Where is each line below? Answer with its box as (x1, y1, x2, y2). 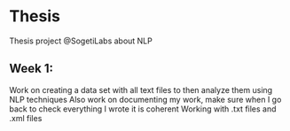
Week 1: (9, 61, 53, 76)
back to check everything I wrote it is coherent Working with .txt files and (9, 104, 277, 114)
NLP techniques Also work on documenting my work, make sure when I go (9, 94, 282, 104)
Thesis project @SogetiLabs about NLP (9, 35, 153, 46)
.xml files (9, 112, 43, 123)
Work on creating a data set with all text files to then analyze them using (9, 84, 273, 95)
